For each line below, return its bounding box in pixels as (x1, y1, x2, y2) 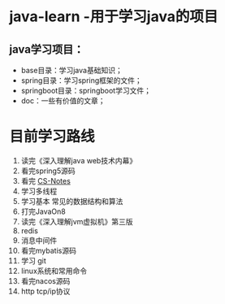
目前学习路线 (9, 128, 96, 146)
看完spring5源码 (20, 166, 76, 176)
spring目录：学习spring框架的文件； (20, 76, 143, 85)
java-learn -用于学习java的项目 (9, 7, 219, 26)
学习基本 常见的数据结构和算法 (20, 196, 123, 206)
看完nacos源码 (20, 276, 71, 285)
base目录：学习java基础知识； (20, 66, 123, 75)
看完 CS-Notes (20, 176, 71, 185)
